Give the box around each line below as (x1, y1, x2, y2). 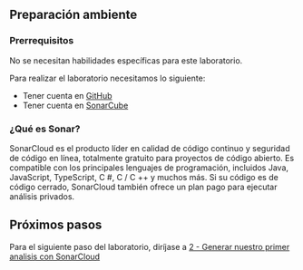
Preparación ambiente (9, 7, 138, 23)
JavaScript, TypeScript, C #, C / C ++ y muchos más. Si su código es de (9, 171, 279, 182)
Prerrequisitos (9, 34, 74, 47)
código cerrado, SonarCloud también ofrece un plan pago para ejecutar (9, 181, 278, 192)
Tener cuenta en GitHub (22, 90, 112, 101)
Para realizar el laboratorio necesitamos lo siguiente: (9, 72, 206, 83)
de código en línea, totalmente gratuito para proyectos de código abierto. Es (9, 152, 295, 163)
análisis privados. (9, 190, 75, 202)
